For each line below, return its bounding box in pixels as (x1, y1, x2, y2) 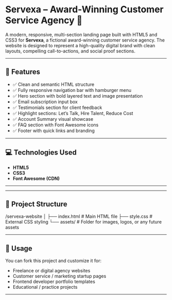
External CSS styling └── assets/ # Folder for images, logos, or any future (5, 219, 162, 225)
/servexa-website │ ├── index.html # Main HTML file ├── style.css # (5, 213, 153, 219)
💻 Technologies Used (5, 148, 77, 157)
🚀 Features (5, 68, 40, 77)
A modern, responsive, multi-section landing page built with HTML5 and (5, 31, 158, 38)
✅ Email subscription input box (12, 99, 78, 105)
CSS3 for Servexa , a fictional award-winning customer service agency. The (5, 37, 165, 43)
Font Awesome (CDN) (12, 175, 60, 181)
